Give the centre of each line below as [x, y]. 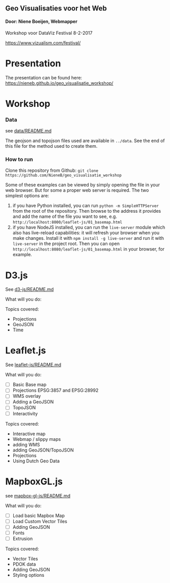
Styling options [29, 575]
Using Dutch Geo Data [36, 461]
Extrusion [23, 539]
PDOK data [24, 564]
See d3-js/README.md [30, 289]
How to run [19, 159]
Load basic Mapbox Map [39, 515]
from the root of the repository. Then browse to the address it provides [87, 211]
